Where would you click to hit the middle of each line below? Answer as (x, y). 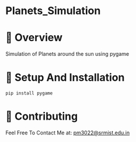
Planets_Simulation (53, 11)
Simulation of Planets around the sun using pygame (67, 54)
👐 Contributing (42, 116)
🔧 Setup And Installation (65, 78)
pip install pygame (29, 93)
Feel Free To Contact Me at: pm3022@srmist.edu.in (68, 133)
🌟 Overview (34, 38)
